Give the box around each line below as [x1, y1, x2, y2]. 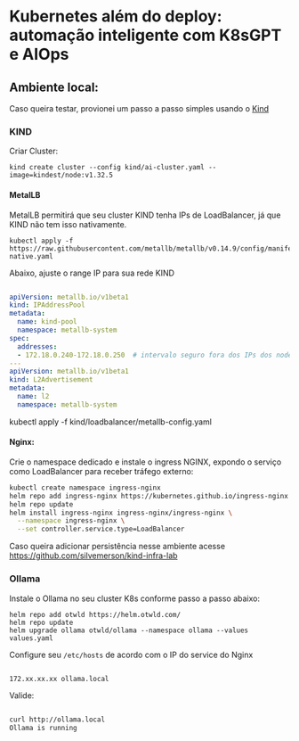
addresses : [17, 342, 58, 351]
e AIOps [9, 45, 69, 64]
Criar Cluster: [9, 145, 59, 157]
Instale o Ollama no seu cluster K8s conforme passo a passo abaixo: [9, 593, 261, 604]
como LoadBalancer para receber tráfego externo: [9, 465, 194, 476]
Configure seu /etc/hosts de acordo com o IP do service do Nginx [9, 649, 254, 660]
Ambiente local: [9, 79, 100, 95]
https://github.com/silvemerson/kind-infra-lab [9, 550, 178, 561]
